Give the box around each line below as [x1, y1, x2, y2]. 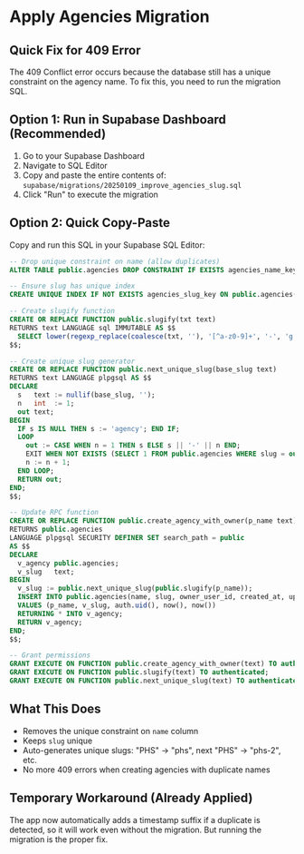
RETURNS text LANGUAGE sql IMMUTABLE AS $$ [9, 323, 176, 332]
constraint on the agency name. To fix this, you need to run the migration [9, 76, 281, 87]
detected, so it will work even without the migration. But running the [9, 824, 262, 835]
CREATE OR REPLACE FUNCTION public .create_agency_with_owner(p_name [9, 516, 273, 525]
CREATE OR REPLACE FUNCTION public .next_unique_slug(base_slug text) [9, 365, 278, 374]
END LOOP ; [17, 466, 54, 476]
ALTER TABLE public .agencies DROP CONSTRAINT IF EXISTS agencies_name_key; [9, 265, 301, 274]
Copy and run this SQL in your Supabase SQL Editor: [9, 239, 205, 250]
